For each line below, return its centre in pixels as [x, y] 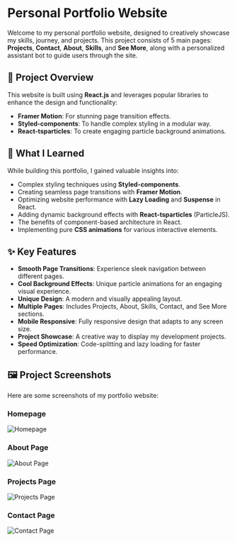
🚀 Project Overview [51, 78]
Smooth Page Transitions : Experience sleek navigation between [112, 269]
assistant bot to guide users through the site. [73, 55]
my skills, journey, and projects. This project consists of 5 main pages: [110, 40]
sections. [31, 314]
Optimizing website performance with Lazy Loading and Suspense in [119, 199]
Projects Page [32, 482]
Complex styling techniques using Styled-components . [99, 184]
